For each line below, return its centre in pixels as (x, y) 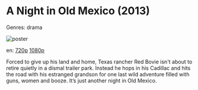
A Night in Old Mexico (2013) (78, 11)
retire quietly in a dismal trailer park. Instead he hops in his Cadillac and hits (98, 68)
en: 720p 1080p (25, 50)
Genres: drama (24, 27)
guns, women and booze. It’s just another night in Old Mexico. (82, 81)
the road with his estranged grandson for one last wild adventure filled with (98, 74)
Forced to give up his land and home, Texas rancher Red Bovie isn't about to (99, 62)
